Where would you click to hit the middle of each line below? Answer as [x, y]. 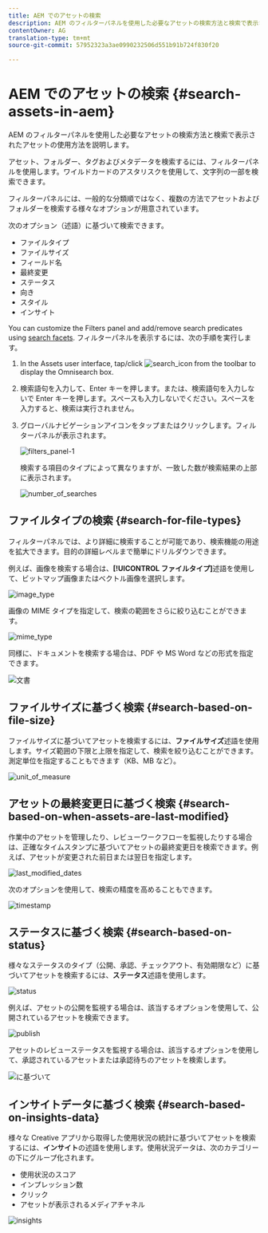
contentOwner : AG [37, 30]
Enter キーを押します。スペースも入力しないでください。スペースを [145, 399]
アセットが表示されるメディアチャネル [83, 1204]
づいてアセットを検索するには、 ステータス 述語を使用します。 [109, 975]
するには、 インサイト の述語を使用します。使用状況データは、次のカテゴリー [134, 1148]
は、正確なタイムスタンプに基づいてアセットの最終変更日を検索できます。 [130, 847]
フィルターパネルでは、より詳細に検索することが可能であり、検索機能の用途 [134, 541]
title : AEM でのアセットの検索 [55, 16]
